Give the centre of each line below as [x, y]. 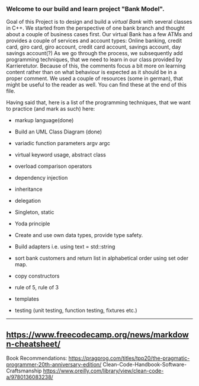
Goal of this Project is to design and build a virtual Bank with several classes [99, 22]
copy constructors [37, 276]
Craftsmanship [24, 371]
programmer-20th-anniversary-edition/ [54, 365]
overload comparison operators [53, 166]
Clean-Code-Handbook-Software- [145, 365]
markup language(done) [44, 120]
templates [27, 299]
